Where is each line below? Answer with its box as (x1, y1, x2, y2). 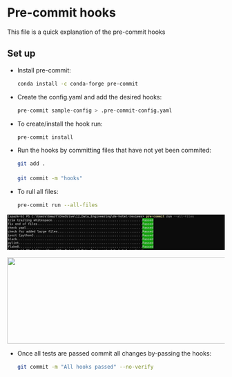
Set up (7, 48, 36, 59)
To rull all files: (17, 188, 59, 195)
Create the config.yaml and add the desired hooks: (17, 93, 162, 101)
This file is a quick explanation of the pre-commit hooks (7, 28, 166, 36)
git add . (17, 160, 46, 167)
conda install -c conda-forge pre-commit (17, 80, 139, 87)
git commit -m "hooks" (17, 175, 83, 182)
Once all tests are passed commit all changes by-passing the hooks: (17, 349, 212, 358)
